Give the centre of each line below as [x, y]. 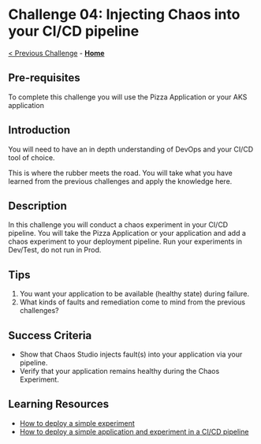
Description [37, 205]
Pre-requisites [44, 78]
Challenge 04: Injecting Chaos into [124, 15]
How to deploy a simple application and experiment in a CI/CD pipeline [134, 431]
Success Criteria [50, 336]
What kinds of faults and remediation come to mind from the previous [132, 302]
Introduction [39, 131]
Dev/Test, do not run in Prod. [55, 250]
